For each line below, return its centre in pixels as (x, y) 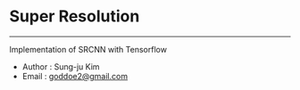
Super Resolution (75, 16)
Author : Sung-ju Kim (61, 66)
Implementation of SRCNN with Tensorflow (88, 49)
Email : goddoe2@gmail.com (75, 76)
